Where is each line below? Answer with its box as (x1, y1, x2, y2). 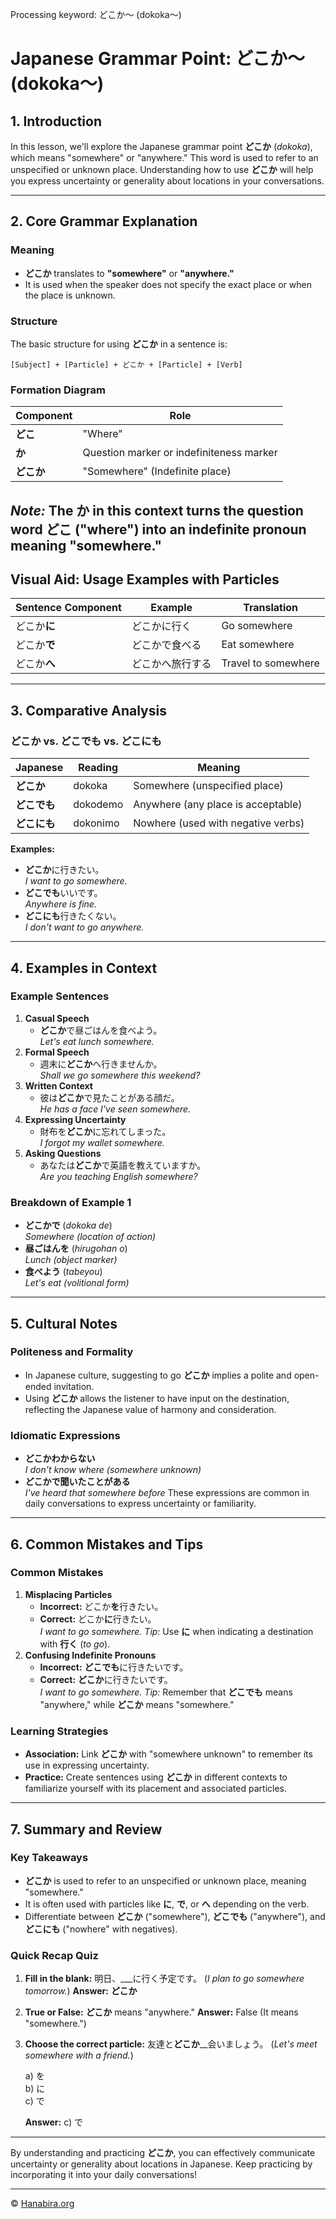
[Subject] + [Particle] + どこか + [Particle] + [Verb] (10, 359, 243, 370)
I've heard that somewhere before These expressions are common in (24, 1487, 310, 1499)
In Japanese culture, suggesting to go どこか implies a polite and (24, 1369, 292, 1381)
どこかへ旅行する (131, 657, 212, 671)
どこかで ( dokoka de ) (24, 1219, 113, 1232)
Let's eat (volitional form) (24, 1277, 130, 1289)
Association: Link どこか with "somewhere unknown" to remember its (24, 1748, 313, 1760)
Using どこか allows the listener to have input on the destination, (24, 1392, 290, 1404)
